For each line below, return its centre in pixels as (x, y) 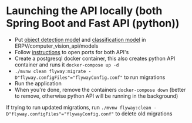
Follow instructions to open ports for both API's (72, 52)
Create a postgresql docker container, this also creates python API (95, 58)
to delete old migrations (144, 114)
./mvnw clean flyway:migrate (50, 71)
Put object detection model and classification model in (80, 39)
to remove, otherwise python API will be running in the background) (96, 96)
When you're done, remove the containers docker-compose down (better (100, 89)
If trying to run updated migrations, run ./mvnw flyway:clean (79, 107)
